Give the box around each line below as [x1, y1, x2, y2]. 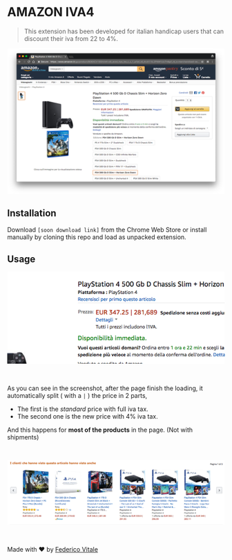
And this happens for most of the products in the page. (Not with [7, 426, 193, 434]
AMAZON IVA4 [7, 4, 95, 20]
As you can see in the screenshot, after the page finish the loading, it [7, 384, 204, 392]
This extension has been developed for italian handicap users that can [23, 27, 224, 35]
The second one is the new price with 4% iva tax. [17, 412, 158, 421]
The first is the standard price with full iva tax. [17, 405, 148, 413]
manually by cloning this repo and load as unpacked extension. [7, 233, 186, 241]
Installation [7, 207, 57, 219]
